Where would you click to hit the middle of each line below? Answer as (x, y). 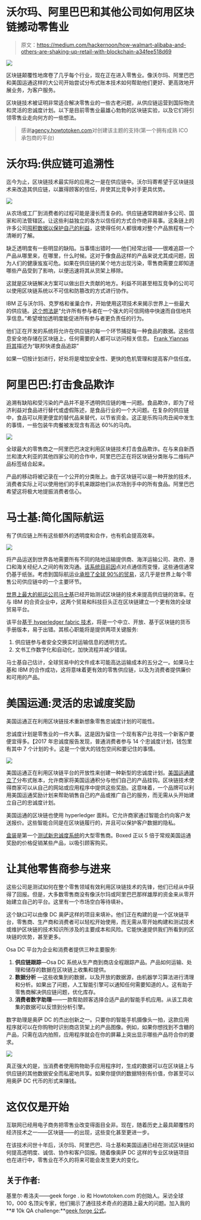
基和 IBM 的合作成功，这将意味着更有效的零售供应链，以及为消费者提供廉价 (99, 670)
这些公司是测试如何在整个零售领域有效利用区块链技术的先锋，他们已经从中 (98, 886)
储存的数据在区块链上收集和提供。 (67, 969)
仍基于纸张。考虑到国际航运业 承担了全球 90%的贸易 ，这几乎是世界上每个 (96, 574)
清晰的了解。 (22, 235)
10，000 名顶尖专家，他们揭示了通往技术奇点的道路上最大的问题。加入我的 (98, 1203)
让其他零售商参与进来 (59, 869)
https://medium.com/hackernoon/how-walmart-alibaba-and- (112, 45)
